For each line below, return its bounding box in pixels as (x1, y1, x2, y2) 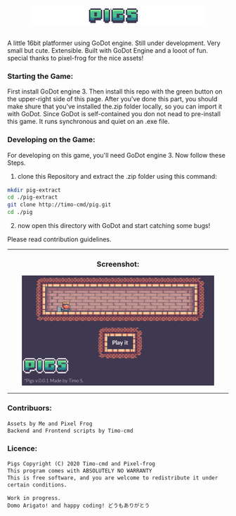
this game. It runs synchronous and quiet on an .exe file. (7, 118, 170, 126)
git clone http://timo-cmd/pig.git (7, 201, 112, 208)
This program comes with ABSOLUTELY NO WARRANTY (7, 467, 152, 474)
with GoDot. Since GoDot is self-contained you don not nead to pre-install (7, 110, 221, 118)
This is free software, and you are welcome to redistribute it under (7, 474, 218, 482)
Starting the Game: (7, 71, 74, 81)
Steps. (7, 158, 26, 167)
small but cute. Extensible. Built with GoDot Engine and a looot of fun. (7, 46, 209, 54)
